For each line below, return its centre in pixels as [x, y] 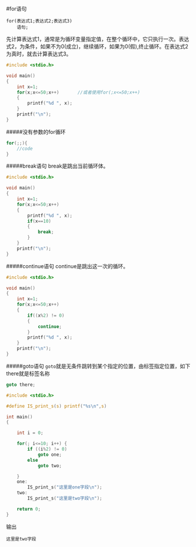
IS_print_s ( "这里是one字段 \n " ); [65, 487]
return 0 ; [29, 509]
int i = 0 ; [30, 433]
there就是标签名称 [28, 373]
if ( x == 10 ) [39, 221]
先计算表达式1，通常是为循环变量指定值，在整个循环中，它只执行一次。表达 [98, 39]
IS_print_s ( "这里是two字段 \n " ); [65, 498]
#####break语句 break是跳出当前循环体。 [58, 166]
